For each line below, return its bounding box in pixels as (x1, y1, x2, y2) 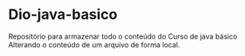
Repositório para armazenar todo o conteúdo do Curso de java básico (8, 32, 238, 41)
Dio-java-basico (8, 6, 118, 24)
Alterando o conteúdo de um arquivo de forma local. (8, 39, 180, 49)
